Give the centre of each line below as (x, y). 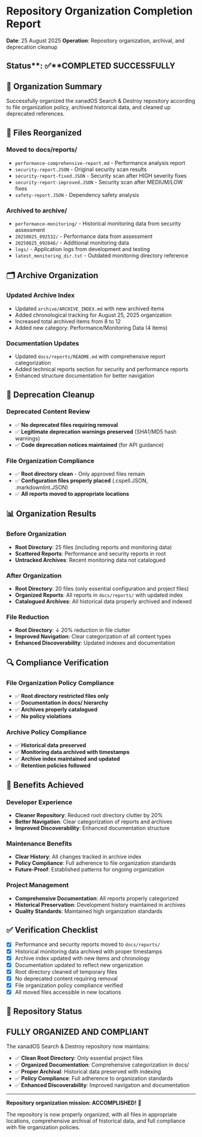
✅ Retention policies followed (53, 765)
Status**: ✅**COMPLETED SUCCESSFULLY (91, 66)
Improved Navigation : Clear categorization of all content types (93, 637)
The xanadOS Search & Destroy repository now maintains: (78, 1047)
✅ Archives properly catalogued (56, 709)
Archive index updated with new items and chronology (82, 958)
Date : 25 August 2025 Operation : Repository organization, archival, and (95, 40)
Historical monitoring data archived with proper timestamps (88, 951)
